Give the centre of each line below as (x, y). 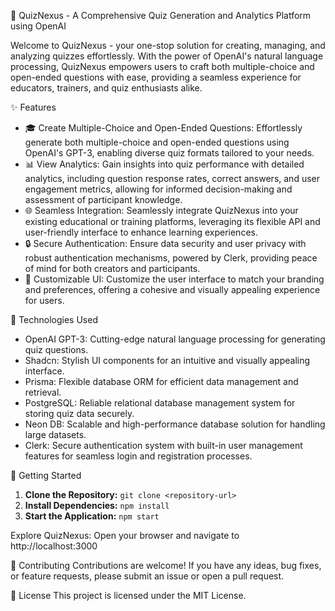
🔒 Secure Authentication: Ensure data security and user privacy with (165, 243)
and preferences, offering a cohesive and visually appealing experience (172, 289)
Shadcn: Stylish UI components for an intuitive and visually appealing (167, 360)
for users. (44, 300)
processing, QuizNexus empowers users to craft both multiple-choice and (162, 66)
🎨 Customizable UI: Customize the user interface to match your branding (174, 279)
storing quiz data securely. (79, 413)
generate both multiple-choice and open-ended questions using (157, 142)
